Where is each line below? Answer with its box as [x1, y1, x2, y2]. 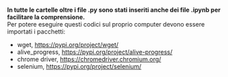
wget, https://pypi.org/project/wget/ [16, 41, 118, 48]
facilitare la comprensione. [7, 13, 86, 21]
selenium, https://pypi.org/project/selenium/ [16, 63, 142, 70]
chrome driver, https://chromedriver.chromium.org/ [16, 55, 162, 63]
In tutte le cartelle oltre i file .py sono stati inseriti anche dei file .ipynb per [7, 6, 221, 14]
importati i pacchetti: [7, 27, 66, 35]
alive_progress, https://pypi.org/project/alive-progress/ [16, 48, 173, 56]
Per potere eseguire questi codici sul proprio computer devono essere [7, 20, 205, 28]
